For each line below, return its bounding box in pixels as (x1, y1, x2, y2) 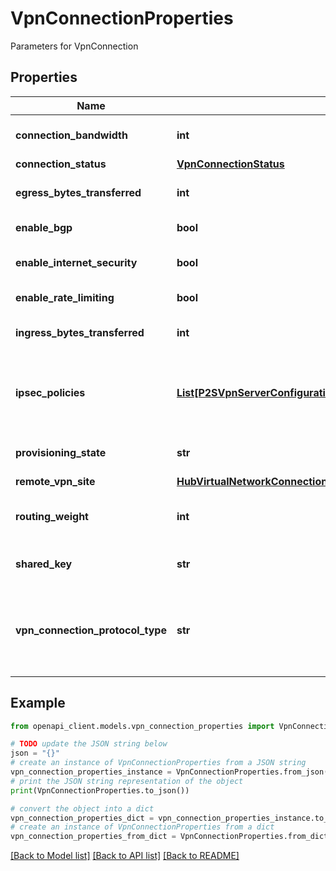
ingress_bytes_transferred (15, 325, 145, 339)
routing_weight (15, 509, 89, 523)
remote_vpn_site (15, 474, 96, 488)
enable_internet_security (15, 255, 138, 269)
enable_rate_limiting (15, 290, 115, 304)
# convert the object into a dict (10, 803, 155, 814)
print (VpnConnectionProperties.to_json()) (10, 785, 190, 796)
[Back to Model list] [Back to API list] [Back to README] (10, 850, 240, 862)
